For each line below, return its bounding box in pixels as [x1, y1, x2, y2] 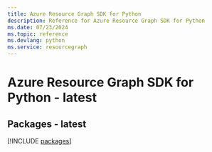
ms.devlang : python [7, 37, 65, 44]
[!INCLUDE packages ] [7, 137, 72, 145]
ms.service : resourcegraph [7, 44, 88, 51]
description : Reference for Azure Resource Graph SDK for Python [7, 17, 205, 24]
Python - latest [7, 90, 97, 106]
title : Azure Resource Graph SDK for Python [7, 10, 142, 18]
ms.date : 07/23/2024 [7, 24, 69, 31]
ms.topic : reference [7, 30, 69, 38]
